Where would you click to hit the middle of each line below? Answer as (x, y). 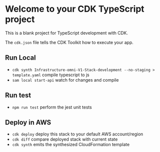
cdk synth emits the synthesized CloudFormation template (71, 145)
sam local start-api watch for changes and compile (65, 80)
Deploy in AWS (28, 122)
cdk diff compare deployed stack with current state (65, 139)
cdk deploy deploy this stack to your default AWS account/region (78, 134)
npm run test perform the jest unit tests (52, 107)
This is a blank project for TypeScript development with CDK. (67, 33)
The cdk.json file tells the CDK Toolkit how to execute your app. (69, 42)
